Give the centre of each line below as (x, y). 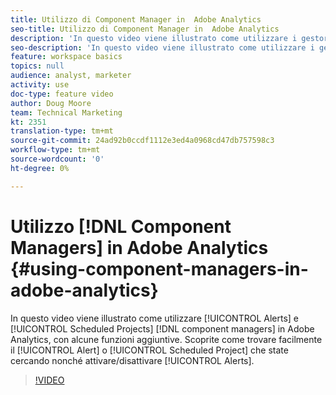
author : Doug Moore (51, 103)
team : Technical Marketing (66, 112)
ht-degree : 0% (40, 168)
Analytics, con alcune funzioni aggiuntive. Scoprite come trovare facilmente (166, 339)
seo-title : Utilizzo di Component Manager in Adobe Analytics (145, 29)
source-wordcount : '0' (57, 159)
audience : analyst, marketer (71, 76)
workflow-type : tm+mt (55, 150)
